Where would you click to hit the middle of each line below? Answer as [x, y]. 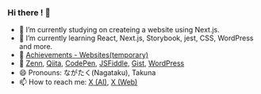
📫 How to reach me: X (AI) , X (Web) [78, 82]
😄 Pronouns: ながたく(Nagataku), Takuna [87, 73]
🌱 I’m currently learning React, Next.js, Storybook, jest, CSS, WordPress [136, 38]
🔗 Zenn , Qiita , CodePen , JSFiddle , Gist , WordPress [102, 63]
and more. [36, 47]
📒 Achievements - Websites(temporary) [83, 55]
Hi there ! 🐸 [29, 13]
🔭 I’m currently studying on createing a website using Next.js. [119, 30]
